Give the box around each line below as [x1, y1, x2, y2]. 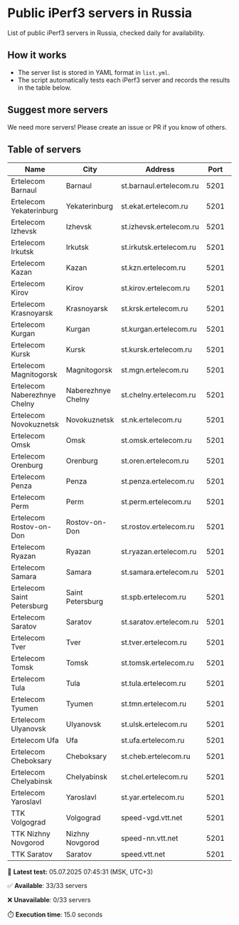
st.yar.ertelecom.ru [120, 793, 185, 803]
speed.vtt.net [120, 850, 166, 859]
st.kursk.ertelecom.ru [120, 345, 193, 355]
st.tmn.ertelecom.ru [120, 699, 187, 709]
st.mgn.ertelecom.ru [120, 365, 188, 375]
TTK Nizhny [11, 829, 51, 839]
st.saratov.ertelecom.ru [120, 617, 199, 627]
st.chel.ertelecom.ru [120, 772, 188, 782]
